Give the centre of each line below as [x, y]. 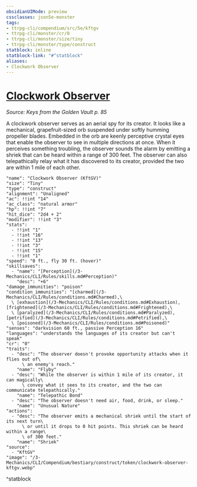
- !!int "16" [27, 235]
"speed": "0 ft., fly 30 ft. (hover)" [54, 261]
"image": [17, 458]
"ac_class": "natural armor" [42, 204]
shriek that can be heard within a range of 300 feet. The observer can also [97, 155]
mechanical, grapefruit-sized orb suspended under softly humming [88, 130]
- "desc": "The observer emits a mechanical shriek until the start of [101, 416]
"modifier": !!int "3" [34, 220]
